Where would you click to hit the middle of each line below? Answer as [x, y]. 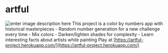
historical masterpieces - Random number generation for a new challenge [83, 29]
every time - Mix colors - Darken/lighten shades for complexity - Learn [79, 34]
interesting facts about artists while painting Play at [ [60, 40]
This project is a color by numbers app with [118, 23]
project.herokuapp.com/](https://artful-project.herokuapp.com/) [73, 45]
